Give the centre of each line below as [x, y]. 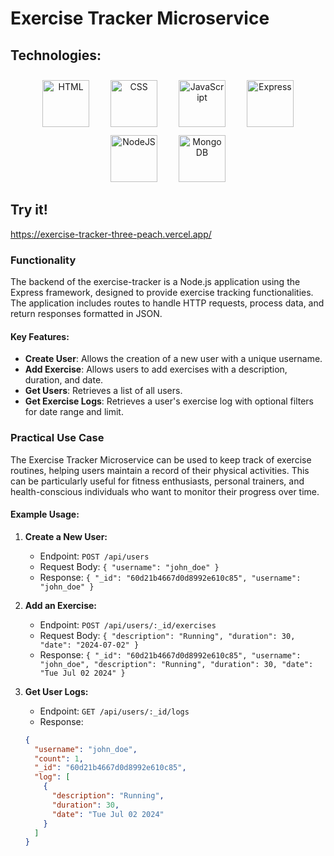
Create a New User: [66, 536]
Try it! [29, 210]
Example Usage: [45, 514]
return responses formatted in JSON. [86, 314]
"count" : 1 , [59, 758]
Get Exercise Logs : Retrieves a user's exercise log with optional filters [169, 401]
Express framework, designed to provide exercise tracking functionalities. [162, 293]
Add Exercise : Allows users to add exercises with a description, [156, 369]
